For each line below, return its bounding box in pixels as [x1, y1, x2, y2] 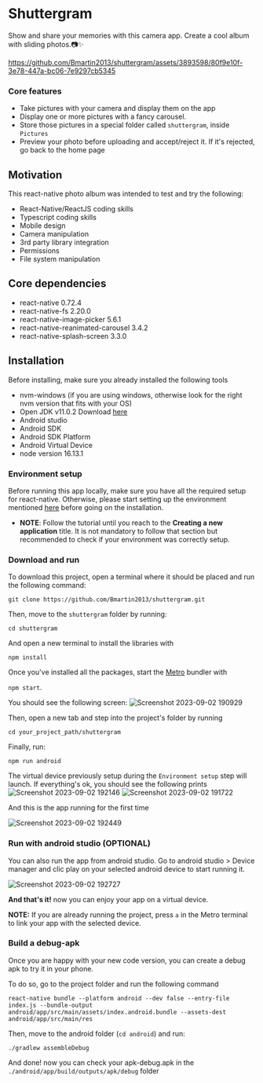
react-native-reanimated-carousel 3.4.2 [19, 323, 148, 332]
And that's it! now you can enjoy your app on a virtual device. [8, 894, 209, 904]
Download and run [8, 554, 80, 565]
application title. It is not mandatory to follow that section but [19, 526, 218, 535]
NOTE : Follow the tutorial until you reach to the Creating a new [19, 518, 224, 527]
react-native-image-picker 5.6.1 [19, 314, 122, 324]
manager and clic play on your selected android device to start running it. [8, 864, 246, 873]
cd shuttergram [8, 625, 58, 633]
